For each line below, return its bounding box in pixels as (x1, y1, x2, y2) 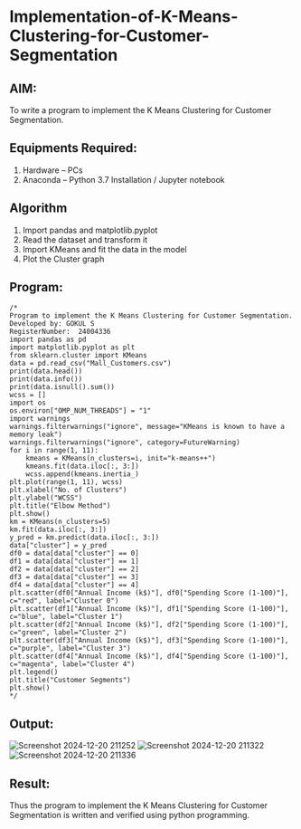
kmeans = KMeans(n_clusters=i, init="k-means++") (25, 454, 217, 463)
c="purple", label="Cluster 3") (9, 644, 131, 653)
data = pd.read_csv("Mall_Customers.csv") (9, 359, 172, 368)
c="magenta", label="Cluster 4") (9, 660, 136, 669)
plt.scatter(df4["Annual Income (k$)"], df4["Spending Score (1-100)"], (9, 652, 289, 662)
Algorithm (9, 201, 68, 216)
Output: (9, 716, 54, 731)
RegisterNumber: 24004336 (9, 328, 111, 337)
